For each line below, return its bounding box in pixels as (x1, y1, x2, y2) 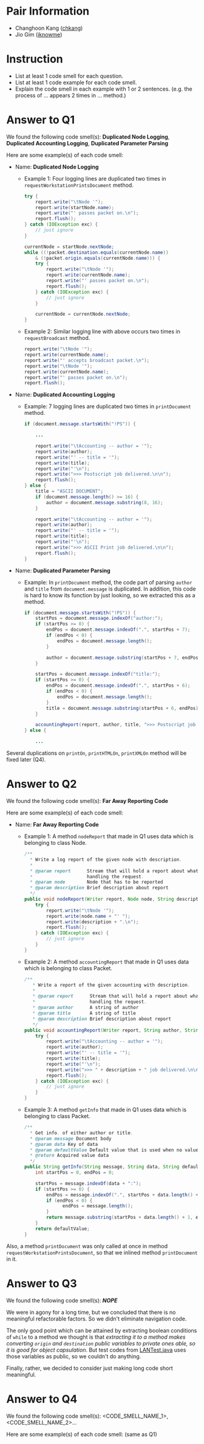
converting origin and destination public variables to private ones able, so (6, 1339, 195, 1347)
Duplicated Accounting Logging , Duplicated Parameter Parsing (6, 139, 169, 147)
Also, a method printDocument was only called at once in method (6, 1242, 168, 1249)
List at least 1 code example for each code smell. (15, 78, 137, 86)
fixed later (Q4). (6, 756, 46, 763)
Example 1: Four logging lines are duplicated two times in (24, 175, 166, 182)
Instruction (6, 52, 63, 66)
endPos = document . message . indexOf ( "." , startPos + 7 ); (46, 627, 191, 633)
